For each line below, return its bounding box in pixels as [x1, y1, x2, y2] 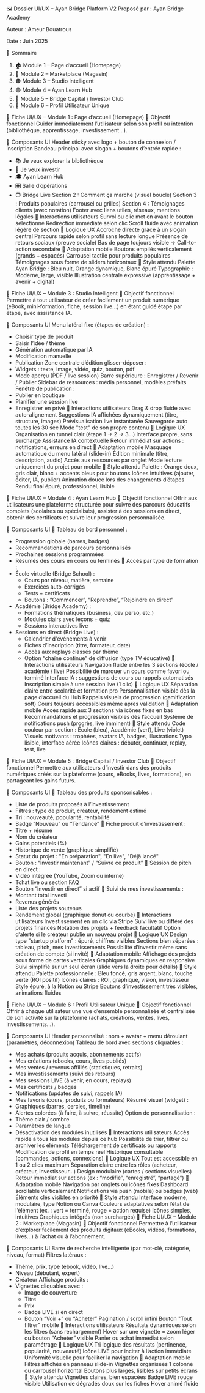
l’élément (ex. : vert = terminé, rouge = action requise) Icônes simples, [15, 1207, 192, 1214]
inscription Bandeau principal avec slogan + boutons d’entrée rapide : [6, 145, 181, 152]
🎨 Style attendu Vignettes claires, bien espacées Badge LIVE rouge [24, 1373, 193, 1381]
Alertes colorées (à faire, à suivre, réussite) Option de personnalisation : [15, 1109, 196, 1116]
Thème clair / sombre [15, 1116, 70, 1123]
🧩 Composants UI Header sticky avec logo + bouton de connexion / [6, 138, 176, 146]
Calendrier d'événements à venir [24, 635, 107, 642]
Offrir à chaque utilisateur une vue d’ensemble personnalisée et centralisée [6, 1008, 195, 1014]
